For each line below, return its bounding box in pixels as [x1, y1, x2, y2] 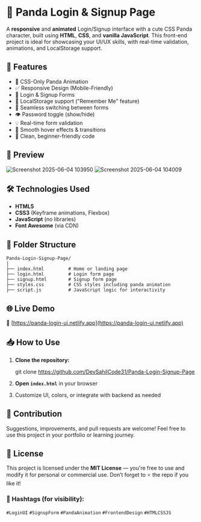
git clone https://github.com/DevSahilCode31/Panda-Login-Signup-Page [14, 368, 195, 375]
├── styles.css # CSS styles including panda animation [6, 282, 171, 288]
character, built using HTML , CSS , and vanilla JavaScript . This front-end [6, 31, 188, 38]
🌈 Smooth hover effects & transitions [14, 126, 107, 133]
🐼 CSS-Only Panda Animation [14, 78, 88, 85]
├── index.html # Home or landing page [6, 266, 128, 272]
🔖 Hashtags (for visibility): [6, 495, 84, 503]
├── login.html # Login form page [6, 271, 114, 277]
